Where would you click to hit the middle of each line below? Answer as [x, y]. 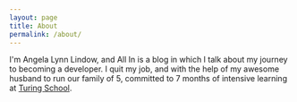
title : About [34, 26]
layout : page [34, 17]
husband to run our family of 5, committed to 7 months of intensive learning [148, 79]
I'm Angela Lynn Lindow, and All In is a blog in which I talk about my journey [148, 60]
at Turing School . [41, 88]
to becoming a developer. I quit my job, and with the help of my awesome [144, 69]
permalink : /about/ [46, 34]
